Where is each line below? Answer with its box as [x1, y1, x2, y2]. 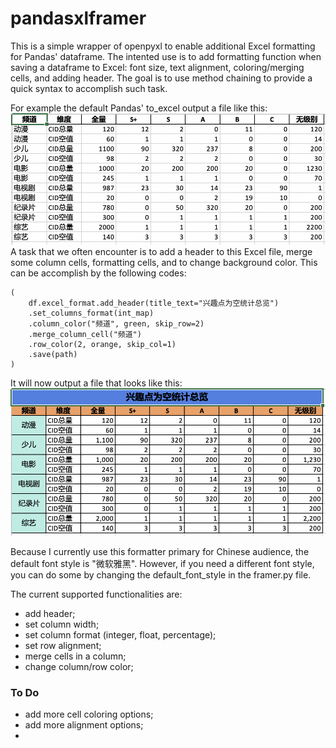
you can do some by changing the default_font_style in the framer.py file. [10, 568, 312, 581]
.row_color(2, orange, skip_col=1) [28, 340, 177, 350]
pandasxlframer [10, 7, 147, 30]
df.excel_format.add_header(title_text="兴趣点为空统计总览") [28, 298, 280, 309]
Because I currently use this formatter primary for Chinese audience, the [10, 545, 310, 557]
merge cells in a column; [24, 650, 127, 662]
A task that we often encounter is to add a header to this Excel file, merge [10, 246, 313, 258]
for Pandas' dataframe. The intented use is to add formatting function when [10, 50, 322, 62]
